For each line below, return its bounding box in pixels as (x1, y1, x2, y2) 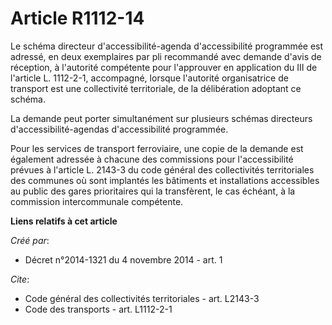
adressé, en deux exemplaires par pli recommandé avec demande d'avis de (10, 50, 322, 62)
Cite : (10, 273, 30, 285)
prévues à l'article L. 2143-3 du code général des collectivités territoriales (10, 163, 315, 176)
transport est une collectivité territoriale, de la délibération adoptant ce (10, 82, 302, 94)
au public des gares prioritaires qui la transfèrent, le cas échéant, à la (10, 185, 296, 197)
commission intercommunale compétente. (10, 195, 184, 207)
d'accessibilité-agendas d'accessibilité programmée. (10, 123, 229, 135)
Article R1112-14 (10, 7, 145, 30)
